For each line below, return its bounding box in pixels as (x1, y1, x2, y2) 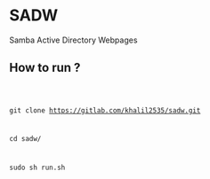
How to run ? (9, 60, 81, 75)
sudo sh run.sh (9, 163, 66, 173)
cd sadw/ (9, 135, 42, 144)
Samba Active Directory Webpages (9, 35, 138, 45)
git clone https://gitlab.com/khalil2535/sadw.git (9, 105, 201, 115)
